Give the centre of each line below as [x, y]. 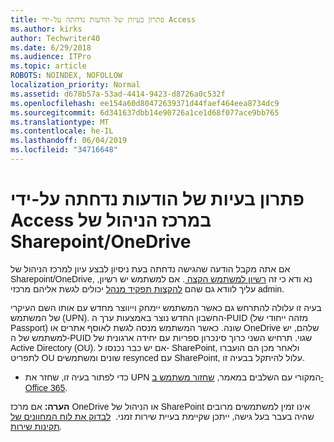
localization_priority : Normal [75, 85]
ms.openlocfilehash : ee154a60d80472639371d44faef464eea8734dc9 [145, 103]
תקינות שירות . [36, 426]
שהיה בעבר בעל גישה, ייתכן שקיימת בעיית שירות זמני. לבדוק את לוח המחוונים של [162, 416]
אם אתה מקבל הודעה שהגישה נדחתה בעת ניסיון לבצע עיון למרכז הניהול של [150, 269]
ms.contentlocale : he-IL [62, 131]
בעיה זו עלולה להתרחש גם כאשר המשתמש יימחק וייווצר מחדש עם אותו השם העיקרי [166, 307]
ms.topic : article [48, 66]
